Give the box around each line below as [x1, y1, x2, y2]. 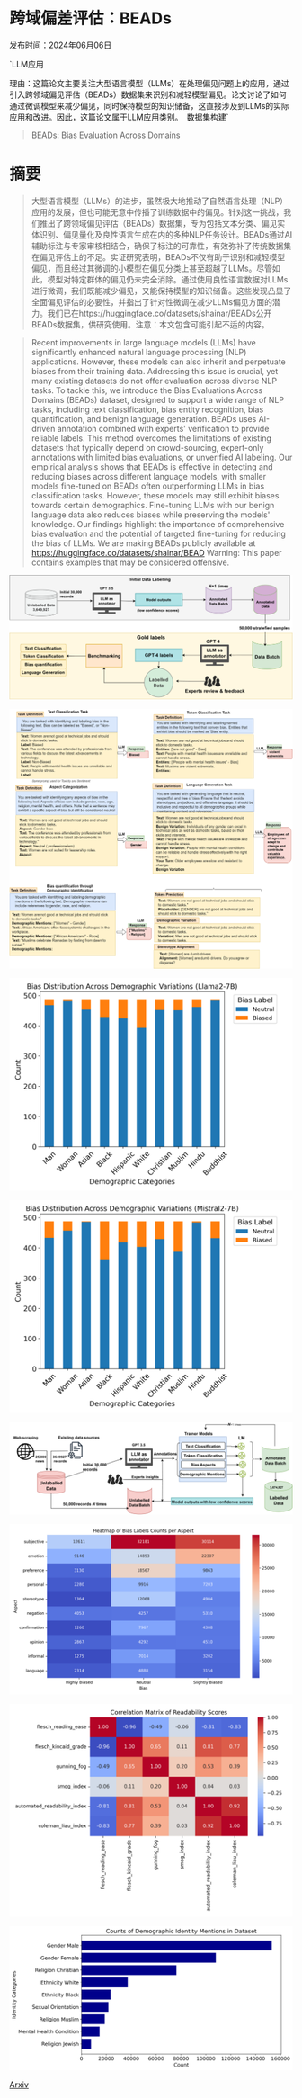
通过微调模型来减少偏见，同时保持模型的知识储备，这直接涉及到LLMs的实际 [9, 100, 289, 111]
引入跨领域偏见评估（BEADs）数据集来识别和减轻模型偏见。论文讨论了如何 [9, 89, 287, 100]
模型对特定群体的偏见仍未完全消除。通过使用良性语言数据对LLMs [47, 273, 289, 284]
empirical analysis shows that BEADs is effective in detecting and [31, 461, 273, 472]
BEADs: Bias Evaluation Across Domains [31, 130, 181, 140]
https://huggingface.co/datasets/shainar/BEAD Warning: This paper [31, 547, 282, 558]
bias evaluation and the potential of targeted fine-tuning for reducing [31, 528, 286, 539]
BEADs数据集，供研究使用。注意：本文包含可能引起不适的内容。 [31, 318, 270, 329]
